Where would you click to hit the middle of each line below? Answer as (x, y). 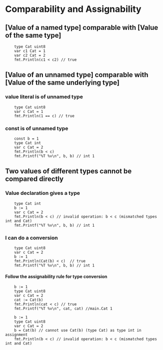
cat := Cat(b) (29, 300)
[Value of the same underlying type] (62, 83)
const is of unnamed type (37, 128)
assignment (16, 335)
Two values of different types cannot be (69, 171)
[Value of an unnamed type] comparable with (77, 75)
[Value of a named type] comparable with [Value (82, 28)
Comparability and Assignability (73, 9)
